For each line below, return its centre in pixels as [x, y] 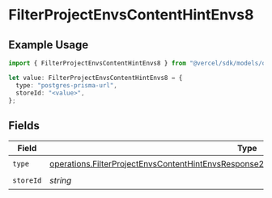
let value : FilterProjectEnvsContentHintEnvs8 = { [96, 78]
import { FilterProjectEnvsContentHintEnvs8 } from [97, 63]
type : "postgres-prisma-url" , [66, 85]
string [61, 180]
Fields [24, 126]
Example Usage [49, 45]
